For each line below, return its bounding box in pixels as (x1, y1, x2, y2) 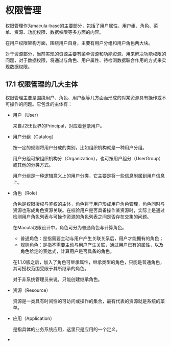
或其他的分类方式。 (12, 162, 54, 168)
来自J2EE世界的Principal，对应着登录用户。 (12, 122, 105, 128)
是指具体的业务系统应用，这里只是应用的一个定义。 (12, 326, 120, 332)
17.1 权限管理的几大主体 (5, 80, 78, 89)
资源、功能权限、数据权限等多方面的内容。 (14, 29, 104, 35)
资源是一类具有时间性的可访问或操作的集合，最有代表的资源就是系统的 (12, 298, 161, 304)
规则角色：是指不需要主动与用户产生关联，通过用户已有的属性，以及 (20, 242, 164, 248)
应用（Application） (12, 315, 55, 321)
